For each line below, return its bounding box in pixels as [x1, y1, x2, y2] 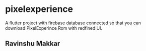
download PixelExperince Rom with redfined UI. [5, 25, 103, 31]
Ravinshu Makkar [5, 40, 61, 48]
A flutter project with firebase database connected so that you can [5, 20, 142, 26]
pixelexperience [5, 3, 73, 15]
